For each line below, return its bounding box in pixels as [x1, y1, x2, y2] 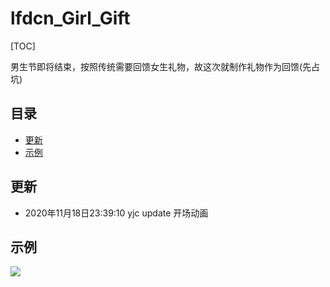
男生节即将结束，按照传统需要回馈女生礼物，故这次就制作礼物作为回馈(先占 [10, 60, 321, 72]
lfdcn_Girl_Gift [10, 7, 131, 30]
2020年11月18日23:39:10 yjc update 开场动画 [24, 207, 209, 219]
